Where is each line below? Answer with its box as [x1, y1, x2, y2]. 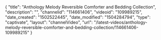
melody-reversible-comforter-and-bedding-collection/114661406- [5, 25, 139, 30]
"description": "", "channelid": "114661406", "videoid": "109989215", [5, 9, 142, 15]
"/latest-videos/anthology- [94, 19, 148, 25]
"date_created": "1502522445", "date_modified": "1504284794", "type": [5, 14, 151, 20]
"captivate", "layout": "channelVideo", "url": [5, 19, 93, 25]
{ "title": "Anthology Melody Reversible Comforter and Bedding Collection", [5, 4, 156, 10]
